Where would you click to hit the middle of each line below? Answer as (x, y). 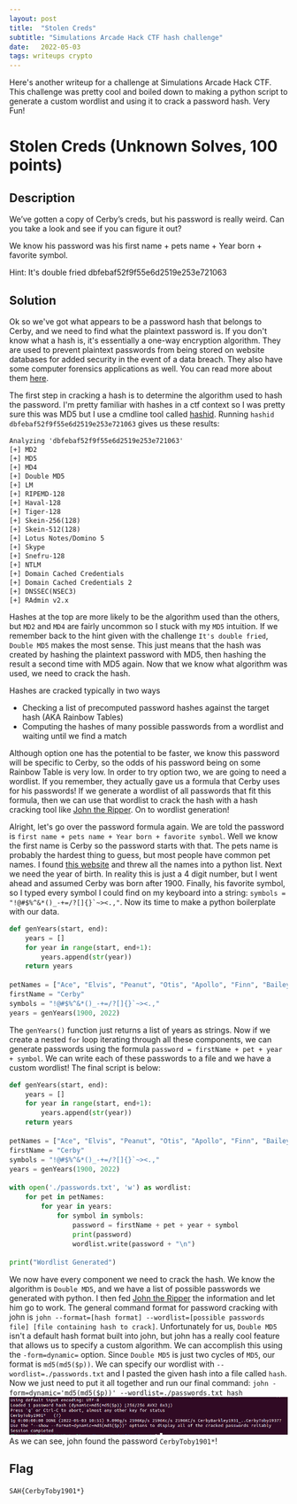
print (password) (102, 1235)
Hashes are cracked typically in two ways (85, 690)
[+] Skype (27, 547)
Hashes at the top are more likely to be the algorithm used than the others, (145, 617)
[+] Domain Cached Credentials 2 (71, 582)
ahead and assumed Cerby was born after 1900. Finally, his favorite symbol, (147, 883)
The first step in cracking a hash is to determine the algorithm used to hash (146, 395)
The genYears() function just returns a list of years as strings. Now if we (140, 1030)
